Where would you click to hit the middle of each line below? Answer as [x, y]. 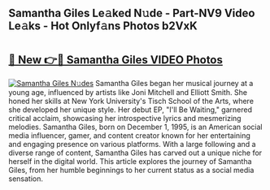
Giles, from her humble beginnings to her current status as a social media [131, 170]
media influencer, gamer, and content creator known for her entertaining [129, 136]
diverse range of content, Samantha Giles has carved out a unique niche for [135, 153]
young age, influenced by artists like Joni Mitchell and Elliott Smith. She [128, 92]
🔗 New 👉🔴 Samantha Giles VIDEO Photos [116, 60]
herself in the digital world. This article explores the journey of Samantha [130, 161]
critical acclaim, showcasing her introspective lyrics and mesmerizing [125, 118]
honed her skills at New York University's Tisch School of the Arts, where [131, 101]
